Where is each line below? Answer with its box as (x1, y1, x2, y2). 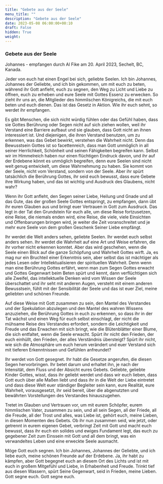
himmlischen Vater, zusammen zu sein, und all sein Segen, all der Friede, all (5, 407, 157, 413)
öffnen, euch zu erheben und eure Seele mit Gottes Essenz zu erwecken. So (5, 92, 158, 97)
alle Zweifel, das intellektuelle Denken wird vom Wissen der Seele (5, 275, 137, 281)
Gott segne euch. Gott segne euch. (5, 474, 75, 480)
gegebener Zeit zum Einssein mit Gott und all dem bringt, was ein (5, 433, 136, 439)
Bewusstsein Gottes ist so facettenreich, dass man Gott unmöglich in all (5, 142, 149, 149)
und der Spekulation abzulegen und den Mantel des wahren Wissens (5, 306, 143, 311)
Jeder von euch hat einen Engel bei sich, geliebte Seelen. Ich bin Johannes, (5, 76, 157, 82)
